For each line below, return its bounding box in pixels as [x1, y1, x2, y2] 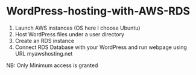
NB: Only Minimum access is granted [6, 62, 98, 69]
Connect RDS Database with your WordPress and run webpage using [14, 44, 187, 51]
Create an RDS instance [14, 37, 74, 44]
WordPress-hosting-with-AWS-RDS [6, 4, 191, 18]
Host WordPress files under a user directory [14, 30, 125, 37]
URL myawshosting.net [14, 50, 73, 57]
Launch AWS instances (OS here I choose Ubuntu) [14, 24, 141, 31]
